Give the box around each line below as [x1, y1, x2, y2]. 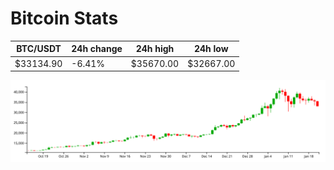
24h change [71, 43, 123, 55]
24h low [193, 43, 229, 55]
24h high [135, 43, 175, 55]
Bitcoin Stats [10, 7, 119, 30]
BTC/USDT [16, 43, 62, 55]
